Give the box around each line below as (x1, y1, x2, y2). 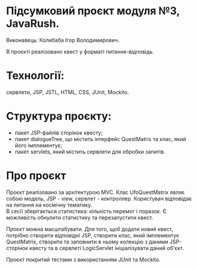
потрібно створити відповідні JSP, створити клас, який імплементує (6, 232, 180, 239)
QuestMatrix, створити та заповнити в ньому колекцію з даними (6, 238, 169, 245)
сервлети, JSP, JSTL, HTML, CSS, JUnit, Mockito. (6, 88, 129, 96)
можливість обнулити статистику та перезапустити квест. (6, 214, 154, 221)
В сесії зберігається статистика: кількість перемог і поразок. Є (6, 207, 167, 215)
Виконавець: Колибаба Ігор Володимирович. (6, 36, 120, 43)
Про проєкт (6, 169, 66, 182)
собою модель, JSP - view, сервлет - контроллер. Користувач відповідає (6, 195, 193, 202)
